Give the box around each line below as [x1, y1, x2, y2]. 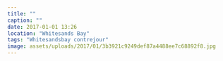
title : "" [7, 10, 37, 18]
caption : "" [7, 17, 42, 24]
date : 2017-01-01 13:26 [7, 23, 78, 30]
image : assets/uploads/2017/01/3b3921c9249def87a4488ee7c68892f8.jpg [7, 43, 217, 50]
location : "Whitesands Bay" [7, 29, 90, 37]
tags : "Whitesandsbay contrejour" [7, 36, 109, 43]
